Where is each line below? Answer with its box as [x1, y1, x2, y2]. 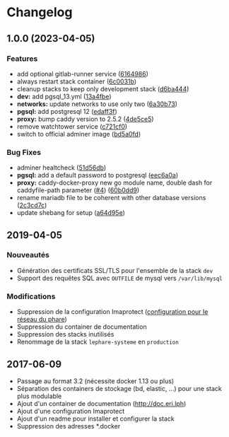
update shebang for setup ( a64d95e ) [16, 209, 125, 217]
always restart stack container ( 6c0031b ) [16, 77, 137, 86]
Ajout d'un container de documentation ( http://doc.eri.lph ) [16, 399, 187, 407]
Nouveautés [6, 250, 50, 260]
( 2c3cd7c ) [16, 201, 47, 209]
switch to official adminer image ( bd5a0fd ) [16, 129, 141, 138]
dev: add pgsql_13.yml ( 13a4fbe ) [16, 92, 112, 100]
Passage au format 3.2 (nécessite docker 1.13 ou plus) [16, 376, 175, 385]
